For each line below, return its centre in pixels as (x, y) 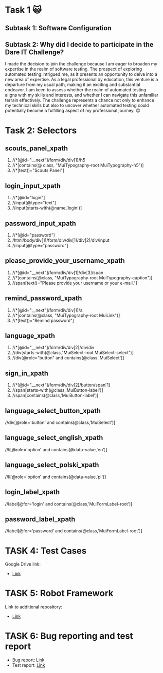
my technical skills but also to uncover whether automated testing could (77, 105)
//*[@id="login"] (28, 198)
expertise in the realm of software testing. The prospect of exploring (73, 69)
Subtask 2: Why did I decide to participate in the (79, 44)
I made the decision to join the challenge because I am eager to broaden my (81, 64)
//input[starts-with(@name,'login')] (47, 208)
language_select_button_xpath (53, 410)
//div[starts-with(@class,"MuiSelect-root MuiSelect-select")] (73, 353)
